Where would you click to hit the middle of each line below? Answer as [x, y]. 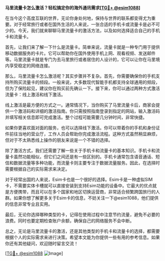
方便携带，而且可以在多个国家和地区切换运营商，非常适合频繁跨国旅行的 [82, 192]
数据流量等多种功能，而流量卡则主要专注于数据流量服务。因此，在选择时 [87, 163]
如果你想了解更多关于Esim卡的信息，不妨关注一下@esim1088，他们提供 [86, 198]
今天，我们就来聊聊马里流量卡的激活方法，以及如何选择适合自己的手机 [89, 31]
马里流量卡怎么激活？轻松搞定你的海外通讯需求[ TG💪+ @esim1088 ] [73, 8]
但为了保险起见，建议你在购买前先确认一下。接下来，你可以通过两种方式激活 [82, 88]
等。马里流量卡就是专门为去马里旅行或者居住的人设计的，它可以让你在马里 [80, 59]
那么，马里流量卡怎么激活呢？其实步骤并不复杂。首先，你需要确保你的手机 [80, 76]
